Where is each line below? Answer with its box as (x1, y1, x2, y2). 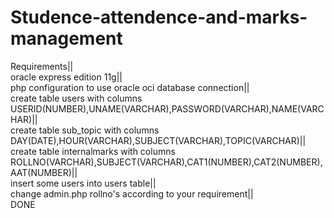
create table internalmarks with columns (10, 145, 176, 157)
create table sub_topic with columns (10, 124, 160, 136)
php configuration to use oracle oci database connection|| (10, 81, 250, 93)
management (10, 27, 123, 50)
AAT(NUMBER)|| (10, 166, 78, 178)
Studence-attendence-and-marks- (10, 6, 308, 29)
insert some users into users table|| (10, 177, 157, 189)
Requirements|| (10, 60, 74, 72)
